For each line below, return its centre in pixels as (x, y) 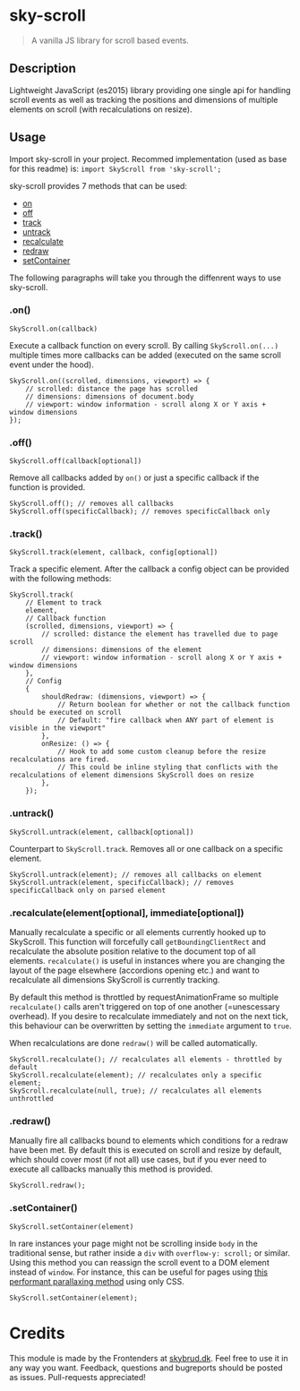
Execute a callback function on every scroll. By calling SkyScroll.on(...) (144, 345)
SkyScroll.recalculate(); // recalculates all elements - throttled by (146, 1060)
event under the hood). (51, 365)
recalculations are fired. (60, 760)
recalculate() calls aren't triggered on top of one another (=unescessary (145, 1007)
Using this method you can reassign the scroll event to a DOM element (140, 1262)
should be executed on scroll (66, 713)
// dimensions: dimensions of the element (122, 650)
